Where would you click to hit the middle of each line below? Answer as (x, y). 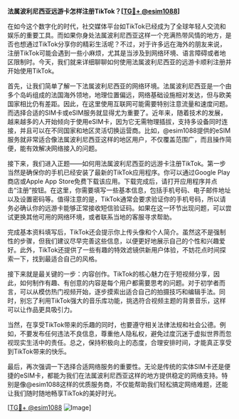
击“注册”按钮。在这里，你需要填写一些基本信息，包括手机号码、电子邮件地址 (119, 190)
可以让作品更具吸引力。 (42, 310)
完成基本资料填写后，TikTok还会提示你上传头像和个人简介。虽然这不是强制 (117, 232)
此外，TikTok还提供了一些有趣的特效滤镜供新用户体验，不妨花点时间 (120, 250)
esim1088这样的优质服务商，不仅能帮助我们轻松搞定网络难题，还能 (130, 384)
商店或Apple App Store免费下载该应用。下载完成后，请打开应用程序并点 (113, 181)
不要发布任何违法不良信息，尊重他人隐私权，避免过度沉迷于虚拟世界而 (122, 333)
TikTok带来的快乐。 (42, 351)
